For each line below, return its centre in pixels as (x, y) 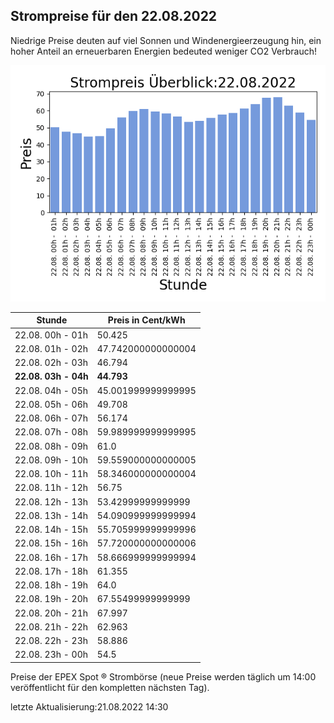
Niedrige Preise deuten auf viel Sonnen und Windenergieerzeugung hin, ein (166, 40)
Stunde (52, 320)
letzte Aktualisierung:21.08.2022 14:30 (89, 706)
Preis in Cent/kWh (146, 320)
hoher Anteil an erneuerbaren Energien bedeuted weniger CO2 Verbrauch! (164, 51)
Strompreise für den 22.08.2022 (114, 16)
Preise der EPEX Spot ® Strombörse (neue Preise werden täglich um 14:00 (163, 676)
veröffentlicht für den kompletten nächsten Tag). (110, 687)
